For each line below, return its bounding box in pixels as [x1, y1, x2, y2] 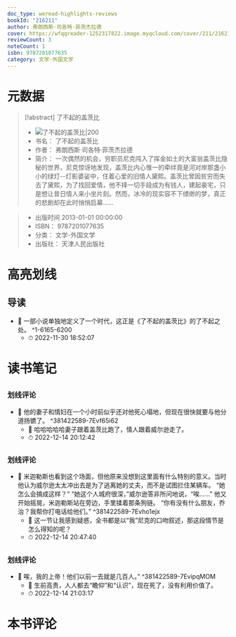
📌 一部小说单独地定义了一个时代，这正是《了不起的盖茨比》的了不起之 [17, 317, 221, 325]
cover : [7, 29, 27, 37]
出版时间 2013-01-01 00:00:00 [34, 213, 123, 221]
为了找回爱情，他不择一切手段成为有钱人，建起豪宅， [65, 180, 220, 189]
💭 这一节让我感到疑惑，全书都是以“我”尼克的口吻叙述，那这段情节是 [27, 516, 225, 525]
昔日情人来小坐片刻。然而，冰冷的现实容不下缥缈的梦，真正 [53, 189, 226, 197]
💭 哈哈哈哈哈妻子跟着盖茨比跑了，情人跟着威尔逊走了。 [27, 425, 188, 433]
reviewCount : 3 [7, 37, 52, 44]
